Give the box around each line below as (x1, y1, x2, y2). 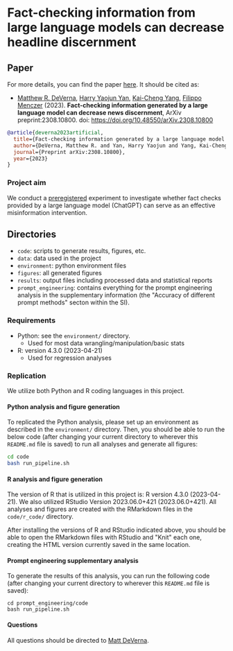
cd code (7, 453, 30, 460)
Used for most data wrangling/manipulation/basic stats (27, 338, 185, 347)
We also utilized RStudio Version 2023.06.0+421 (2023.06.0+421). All (19, 498, 217, 506)
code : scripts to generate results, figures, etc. (17, 247, 146, 255)
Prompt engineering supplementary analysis (7, 556, 139, 564)
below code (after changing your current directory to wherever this (7, 433, 199, 441)
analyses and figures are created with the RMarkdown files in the (7, 505, 193, 514)
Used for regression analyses (27, 354, 112, 362)
